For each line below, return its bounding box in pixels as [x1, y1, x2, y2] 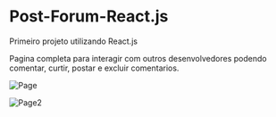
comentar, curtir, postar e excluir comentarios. [9, 63, 180, 73]
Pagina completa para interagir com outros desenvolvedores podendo [9, 53, 267, 63]
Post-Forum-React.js [9, 6, 169, 27]
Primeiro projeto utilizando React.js [9, 36, 138, 46]
